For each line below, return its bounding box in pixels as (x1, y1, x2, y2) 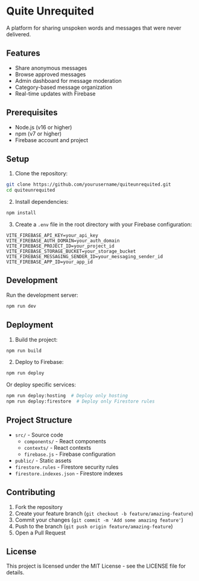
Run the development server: (6, 291, 78, 299)
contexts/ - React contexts (24, 444, 92, 451)
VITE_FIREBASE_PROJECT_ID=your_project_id (6, 243, 115, 249)
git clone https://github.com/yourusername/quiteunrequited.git (6, 181, 171, 188)
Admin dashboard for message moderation (14, 77, 122, 84)
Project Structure (6, 415, 72, 426)
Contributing (6, 487, 55, 498)
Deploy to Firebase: (14, 359, 64, 366)
